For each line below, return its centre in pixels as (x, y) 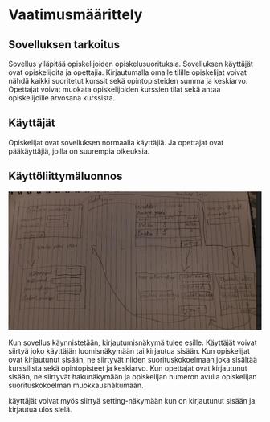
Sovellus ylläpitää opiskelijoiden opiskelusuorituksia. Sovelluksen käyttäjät (131, 64)
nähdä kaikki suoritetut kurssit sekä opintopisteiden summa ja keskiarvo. (128, 81)
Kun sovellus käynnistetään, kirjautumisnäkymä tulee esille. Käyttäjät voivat (133, 342)
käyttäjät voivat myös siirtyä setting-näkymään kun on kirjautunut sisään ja (132, 400)
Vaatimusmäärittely (76, 15)
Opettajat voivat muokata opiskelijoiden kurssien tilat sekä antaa (115, 89)
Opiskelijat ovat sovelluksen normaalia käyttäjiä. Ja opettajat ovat (116, 142)
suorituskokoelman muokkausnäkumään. (76, 385)
